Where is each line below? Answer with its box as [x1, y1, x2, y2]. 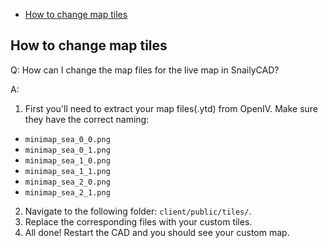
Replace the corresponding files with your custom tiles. [24, 215, 253, 228]
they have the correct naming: [24, 113, 150, 125]
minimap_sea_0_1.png [24, 145, 111, 155]
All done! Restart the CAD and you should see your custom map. [24, 226, 290, 238]
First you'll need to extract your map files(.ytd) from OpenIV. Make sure [24, 102, 318, 114]
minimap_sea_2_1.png [24, 187, 111, 198]
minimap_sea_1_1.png [24, 166, 111, 176]
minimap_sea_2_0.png [24, 177, 111, 187]
